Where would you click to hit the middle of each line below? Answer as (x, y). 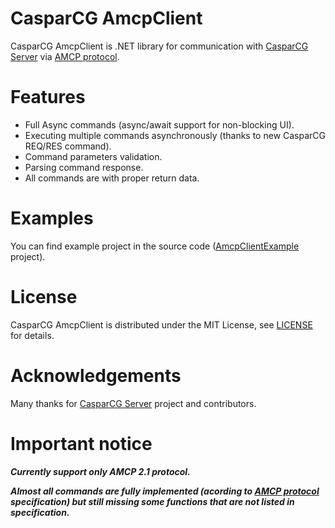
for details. (32, 335)
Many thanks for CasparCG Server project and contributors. (133, 403)
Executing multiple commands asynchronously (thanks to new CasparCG (175, 135)
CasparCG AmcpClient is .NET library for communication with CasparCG (159, 46)
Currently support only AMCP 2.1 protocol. (100, 471)
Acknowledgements (96, 375)
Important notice (81, 443)
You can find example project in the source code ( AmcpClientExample (155, 246)
